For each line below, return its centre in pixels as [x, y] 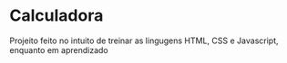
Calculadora [56, 16]
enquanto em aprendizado [59, 49]
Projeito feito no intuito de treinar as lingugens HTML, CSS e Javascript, [144, 40]
